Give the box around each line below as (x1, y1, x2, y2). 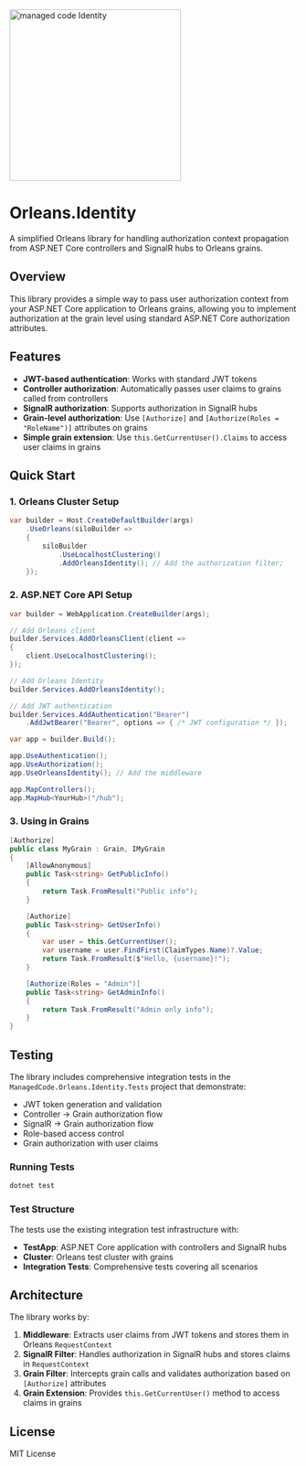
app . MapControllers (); (9, 785, 96, 794)
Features (9, 349, 61, 365)
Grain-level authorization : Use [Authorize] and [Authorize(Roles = (22, 412, 280, 423)
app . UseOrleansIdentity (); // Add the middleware (9, 768, 203, 777)
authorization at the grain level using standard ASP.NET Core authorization (9, 313, 290, 324)
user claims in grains (22, 441, 101, 452)
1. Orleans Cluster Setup (9, 495, 120, 508)
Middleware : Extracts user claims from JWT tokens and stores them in (22, 1330, 290, 1341)
